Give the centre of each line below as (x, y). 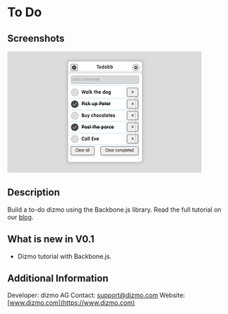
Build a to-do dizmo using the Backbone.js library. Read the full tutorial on (114, 210)
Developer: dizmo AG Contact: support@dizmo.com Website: (96, 295)
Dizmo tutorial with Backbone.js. (64, 256)
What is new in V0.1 (51, 240)
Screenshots (36, 38)
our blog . (20, 217)
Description (34, 192)
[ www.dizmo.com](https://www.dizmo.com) (71, 303)
